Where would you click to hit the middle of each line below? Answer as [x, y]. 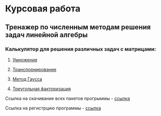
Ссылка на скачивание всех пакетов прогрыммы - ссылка [68, 98]
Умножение [25, 60]
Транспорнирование [34, 69]
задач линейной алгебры [47, 35]
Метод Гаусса [27, 79]
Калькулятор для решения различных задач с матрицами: [81, 49]
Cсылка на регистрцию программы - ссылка [53, 108]
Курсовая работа [43, 9]
